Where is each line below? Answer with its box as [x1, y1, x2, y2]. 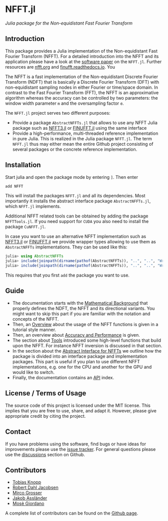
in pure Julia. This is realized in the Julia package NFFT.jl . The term [12, 135, 152, 141]
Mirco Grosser [12, 490, 42, 496]
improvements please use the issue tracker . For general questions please [5, 446, 156, 452]
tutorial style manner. [12, 327, 56, 333]
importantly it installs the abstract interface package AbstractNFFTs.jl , [5, 198, 151, 204]
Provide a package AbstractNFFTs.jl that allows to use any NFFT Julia [12, 119, 157, 126]
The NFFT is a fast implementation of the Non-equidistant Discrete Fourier [5, 74, 158, 80]
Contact [5, 427, 31, 436]
